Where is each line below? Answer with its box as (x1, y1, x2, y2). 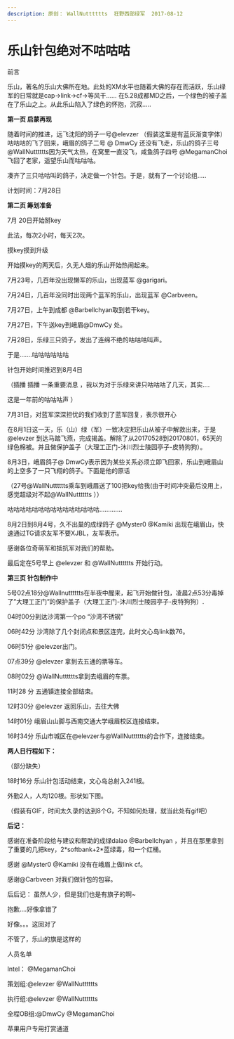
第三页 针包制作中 (7, 574, 58, 582)
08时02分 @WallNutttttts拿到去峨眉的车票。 (7, 672, 134, 680)
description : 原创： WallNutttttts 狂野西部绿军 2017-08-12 (7, 10, 184, 18)
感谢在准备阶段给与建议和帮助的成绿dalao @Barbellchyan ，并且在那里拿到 (7, 836, 224, 844)
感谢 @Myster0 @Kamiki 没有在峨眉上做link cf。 (7, 860, 147, 868)
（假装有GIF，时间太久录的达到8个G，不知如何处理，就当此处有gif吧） (7, 806, 212, 815)
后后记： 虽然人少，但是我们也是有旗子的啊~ (7, 890, 137, 898)
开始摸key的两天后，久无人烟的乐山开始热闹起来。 (7, 261, 153, 269)
